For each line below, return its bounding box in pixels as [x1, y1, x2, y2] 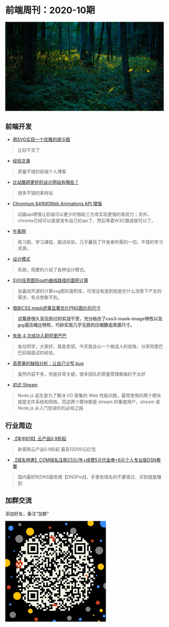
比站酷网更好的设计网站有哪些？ [12, 179, 79, 185]
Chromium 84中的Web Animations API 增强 [12, 201, 102, 207]
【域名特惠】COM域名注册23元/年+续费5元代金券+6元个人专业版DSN [12, 457, 157, 463]
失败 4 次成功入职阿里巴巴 [12, 333, 67, 339]
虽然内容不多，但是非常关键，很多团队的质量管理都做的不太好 [17, 371, 146, 377]
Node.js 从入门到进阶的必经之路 [17, 405, 84, 411]
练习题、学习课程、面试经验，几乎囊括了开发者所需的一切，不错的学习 [17, 239, 163, 245]
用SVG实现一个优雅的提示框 [12, 136, 70, 142]
